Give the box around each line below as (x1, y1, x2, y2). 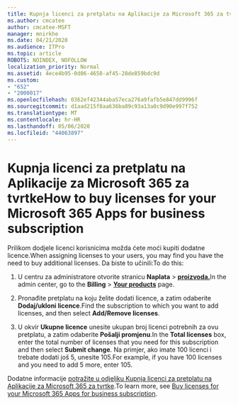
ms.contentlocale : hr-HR (7, 116, 81, 123)
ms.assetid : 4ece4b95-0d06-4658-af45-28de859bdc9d (7, 70, 160, 77)
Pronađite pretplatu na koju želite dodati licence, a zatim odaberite (17, 294, 211, 303)
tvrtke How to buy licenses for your (7, 190, 217, 206)
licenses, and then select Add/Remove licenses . (17, 309, 160, 318)
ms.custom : (7, 76, 40, 84)
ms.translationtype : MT (7, 109, 78, 117)
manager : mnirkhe (7, 30, 59, 38)
